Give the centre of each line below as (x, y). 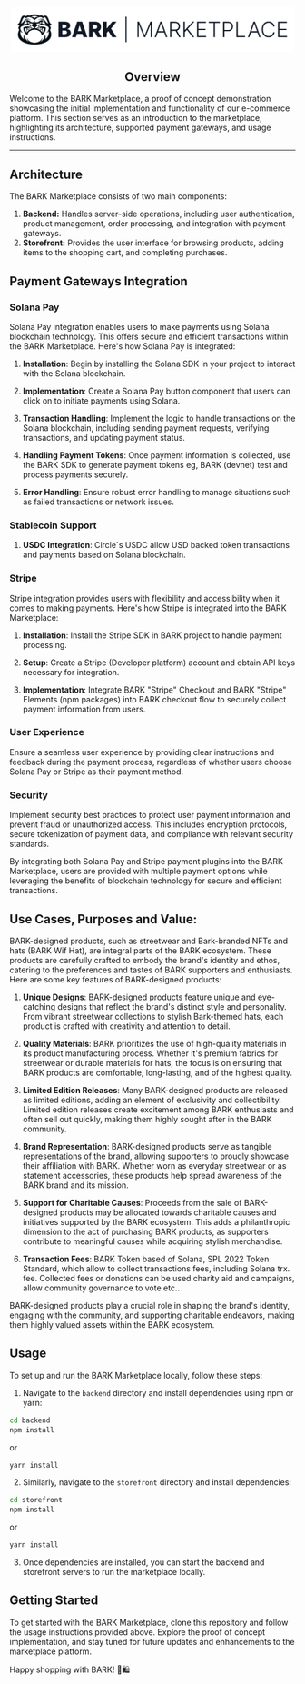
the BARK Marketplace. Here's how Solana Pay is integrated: (123, 346)
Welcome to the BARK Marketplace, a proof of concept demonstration (140, 99)
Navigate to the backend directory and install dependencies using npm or (158, 1392)
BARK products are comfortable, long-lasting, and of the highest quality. (157, 1072)
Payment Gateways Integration (98, 281)
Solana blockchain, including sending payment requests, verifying (146, 428)
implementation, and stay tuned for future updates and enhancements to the (152, 1641)
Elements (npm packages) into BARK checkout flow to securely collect (154, 699)
